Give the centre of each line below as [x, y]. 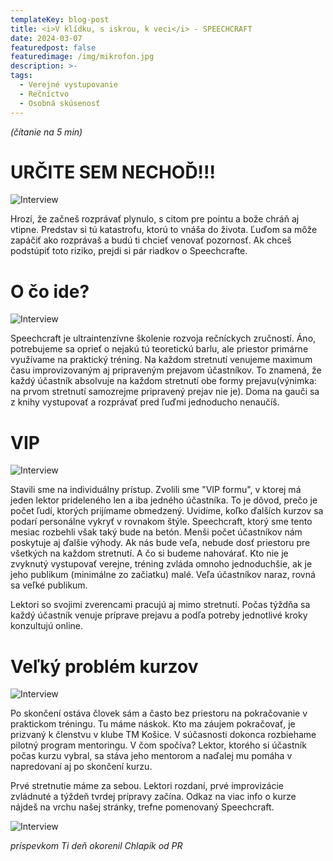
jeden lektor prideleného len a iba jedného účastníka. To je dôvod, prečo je [164, 500]
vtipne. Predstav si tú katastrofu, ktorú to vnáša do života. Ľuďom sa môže [164, 230]
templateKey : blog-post [60, 19]
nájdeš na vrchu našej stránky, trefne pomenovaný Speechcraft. [142, 807]
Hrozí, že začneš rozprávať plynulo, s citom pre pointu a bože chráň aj [155, 219]
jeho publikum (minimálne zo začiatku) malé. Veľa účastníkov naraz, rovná [163, 575]
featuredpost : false [53, 47]
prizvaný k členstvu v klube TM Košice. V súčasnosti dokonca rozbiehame [163, 735]
